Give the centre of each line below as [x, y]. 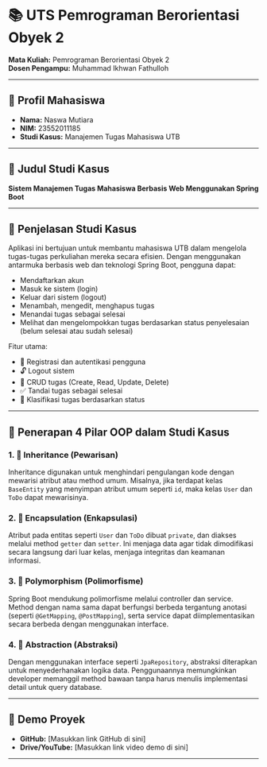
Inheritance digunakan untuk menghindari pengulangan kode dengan [121, 472]
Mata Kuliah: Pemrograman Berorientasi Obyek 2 [89, 60]
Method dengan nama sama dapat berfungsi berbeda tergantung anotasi [128, 607]
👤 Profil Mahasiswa [57, 101]
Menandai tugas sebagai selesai [72, 314]
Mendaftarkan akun [52, 281]
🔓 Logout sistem [47, 371]
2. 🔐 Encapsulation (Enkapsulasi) [73, 517]
